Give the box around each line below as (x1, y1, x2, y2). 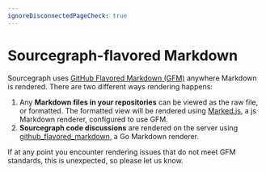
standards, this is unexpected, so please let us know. (7, 155, 184, 165)
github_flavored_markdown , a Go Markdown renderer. (19, 131, 200, 141)
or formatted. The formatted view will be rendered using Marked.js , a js (19, 105, 256, 115)
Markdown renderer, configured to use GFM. (19, 114, 169, 124)
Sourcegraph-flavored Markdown (7, 46, 239, 64)
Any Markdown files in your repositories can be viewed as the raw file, (19, 97, 259, 107)
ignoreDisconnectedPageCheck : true (7, 11, 128, 20)
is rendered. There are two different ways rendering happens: (7, 81, 213, 91)
